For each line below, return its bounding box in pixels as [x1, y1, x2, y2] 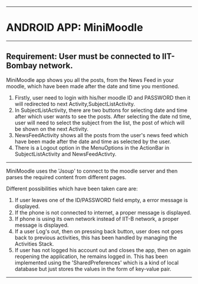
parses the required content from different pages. [6, 173, 127, 180]
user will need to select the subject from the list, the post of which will [14, 119, 184, 126]
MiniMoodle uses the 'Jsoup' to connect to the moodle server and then [6, 167, 178, 174]
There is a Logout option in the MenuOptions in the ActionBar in [14, 144, 170, 151]
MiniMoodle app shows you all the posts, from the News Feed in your [6, 76, 174, 83]
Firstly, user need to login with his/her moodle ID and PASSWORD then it [14, 94, 190, 101]
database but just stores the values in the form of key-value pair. [14, 265, 172, 272]
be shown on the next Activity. [14, 125, 89, 133]
